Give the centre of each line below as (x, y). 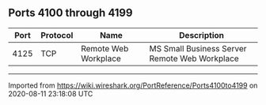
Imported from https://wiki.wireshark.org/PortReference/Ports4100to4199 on (133, 85)
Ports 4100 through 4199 (70, 13)
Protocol (57, 35)
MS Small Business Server (198, 48)
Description (201, 35)
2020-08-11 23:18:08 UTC (51, 93)
